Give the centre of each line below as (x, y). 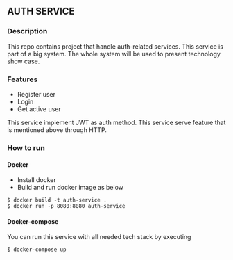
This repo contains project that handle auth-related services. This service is (115, 46)
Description (27, 31)
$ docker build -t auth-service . (57, 200)
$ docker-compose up (37, 250)
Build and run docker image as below (70, 188)
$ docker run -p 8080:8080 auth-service (67, 206)
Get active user (39, 109)
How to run (26, 147)
